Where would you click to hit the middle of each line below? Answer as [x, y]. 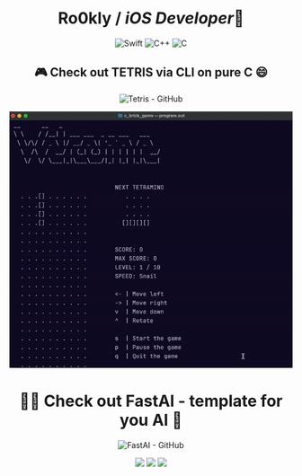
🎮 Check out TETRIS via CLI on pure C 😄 [151, 72]
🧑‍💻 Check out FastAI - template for [151, 401]
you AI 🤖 [151, 420]
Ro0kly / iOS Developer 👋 [151, 18]
